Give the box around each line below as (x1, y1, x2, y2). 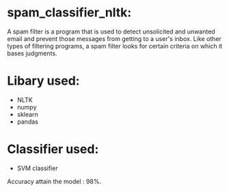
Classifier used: (7, 141, 99, 157)
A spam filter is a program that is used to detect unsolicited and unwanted (7, 27, 215, 36)
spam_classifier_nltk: (7, 5, 132, 20)
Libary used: (7, 73, 80, 89)
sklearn (16, 110, 39, 118)
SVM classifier (16, 164, 58, 172)
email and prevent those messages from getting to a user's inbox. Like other (7, 34, 222, 42)
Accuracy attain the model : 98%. (7, 177, 101, 185)
